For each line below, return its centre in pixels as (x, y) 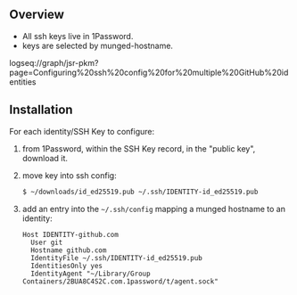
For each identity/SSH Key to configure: (82, 131)
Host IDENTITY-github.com (70, 234)
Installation (41, 110)
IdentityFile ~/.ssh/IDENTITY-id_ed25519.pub (116, 258)
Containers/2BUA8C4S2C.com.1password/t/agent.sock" (120, 281)
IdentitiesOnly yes (66, 266)
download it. (45, 158)
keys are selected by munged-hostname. (98, 45)
